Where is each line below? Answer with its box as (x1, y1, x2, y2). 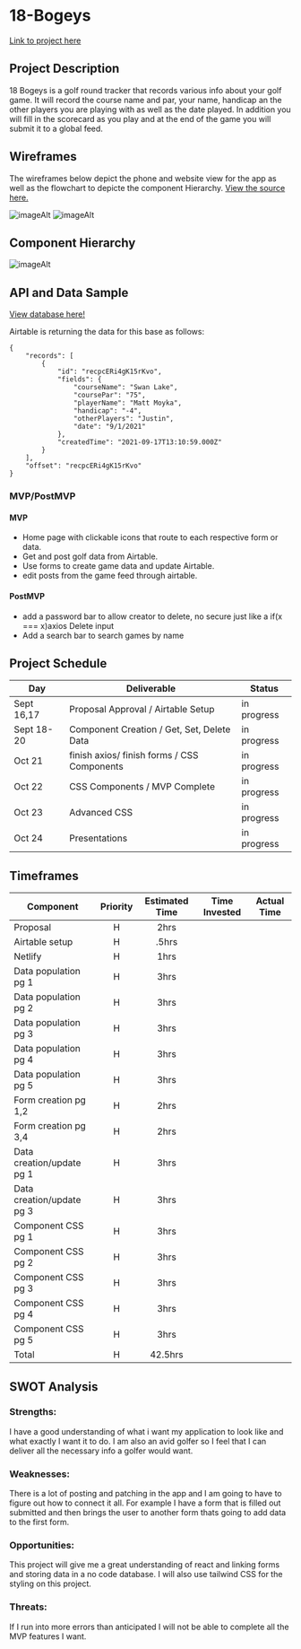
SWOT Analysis (9, 1379, 99, 1394)
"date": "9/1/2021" (73, 423, 146, 432)
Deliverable (125, 683, 176, 695)
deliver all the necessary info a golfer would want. (9, 1445, 193, 1456)
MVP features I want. (9, 1630, 87, 1642)
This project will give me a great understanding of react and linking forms (9, 1559, 280, 1570)
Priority (99, 901, 133, 913)
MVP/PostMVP (9, 490, 76, 502)
